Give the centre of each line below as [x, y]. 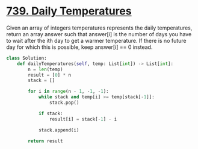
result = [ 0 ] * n [49, 75]
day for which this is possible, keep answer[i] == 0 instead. [79, 47]
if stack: [51, 113]
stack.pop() [64, 103]
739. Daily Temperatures [69, 11]
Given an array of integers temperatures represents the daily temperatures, [99, 28]
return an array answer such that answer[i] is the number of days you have [99, 34]
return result [45, 141]
